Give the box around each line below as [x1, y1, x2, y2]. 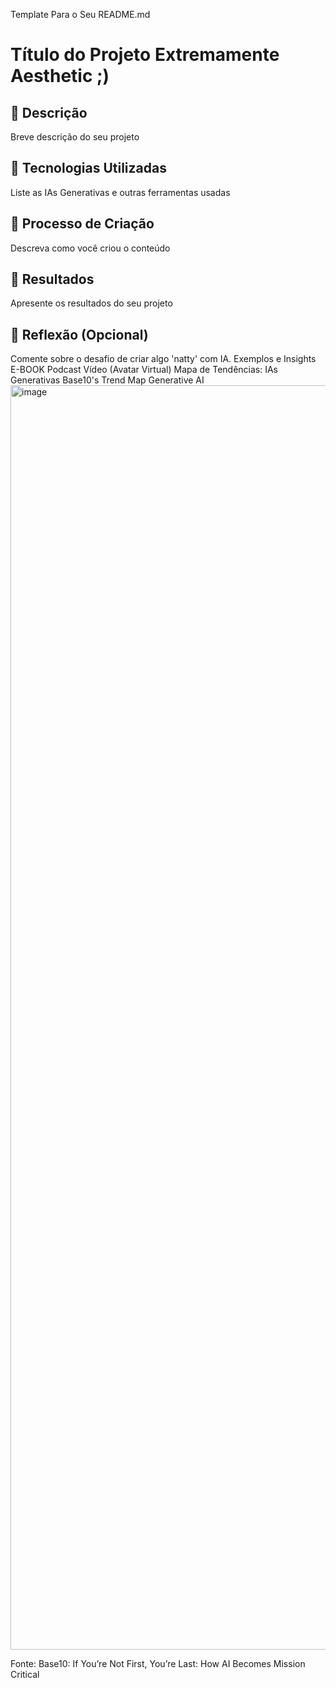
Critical [10, 1669, 40, 1681]
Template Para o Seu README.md [10, 9, 151, 20]
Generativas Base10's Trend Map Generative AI [10, 374, 205, 386]
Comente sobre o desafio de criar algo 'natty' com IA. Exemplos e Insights [10, 353, 317, 365]
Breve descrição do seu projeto [10, 131, 140, 143]
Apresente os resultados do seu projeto [10, 297, 173, 309]
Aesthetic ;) [10, 65, 110, 88]
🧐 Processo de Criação [10, 215, 155, 233]
